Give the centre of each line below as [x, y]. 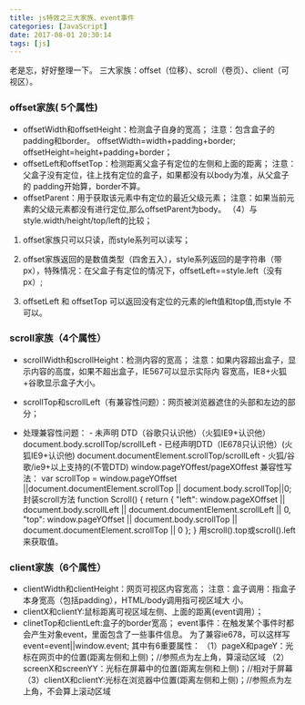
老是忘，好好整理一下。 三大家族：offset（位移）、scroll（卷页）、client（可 [149, 70]
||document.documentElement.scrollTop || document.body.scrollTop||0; [157, 488]
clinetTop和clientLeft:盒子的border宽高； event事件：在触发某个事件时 [154, 623]
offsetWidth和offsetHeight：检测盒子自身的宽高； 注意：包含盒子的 [148, 129]
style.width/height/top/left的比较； [87, 220]
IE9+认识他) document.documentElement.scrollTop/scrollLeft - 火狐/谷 [163, 455]
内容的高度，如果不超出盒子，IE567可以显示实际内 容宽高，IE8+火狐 [158, 371]
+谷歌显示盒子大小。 [61, 383]
